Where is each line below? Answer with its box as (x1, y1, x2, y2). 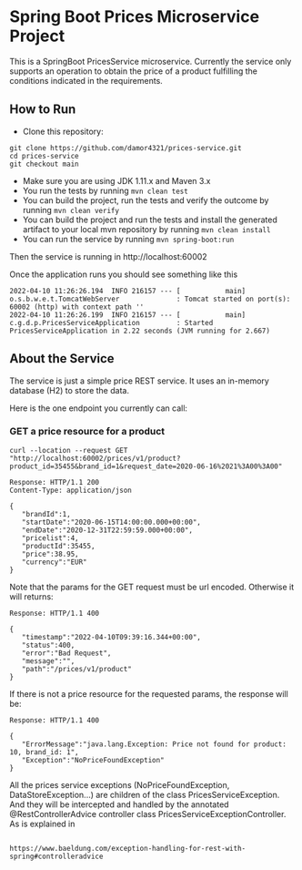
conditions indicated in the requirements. (9, 75, 164, 86)
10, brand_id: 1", (9, 747, 79, 757)
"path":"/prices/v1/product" (21, 664, 132, 673)
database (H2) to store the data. (9, 384, 130, 395)
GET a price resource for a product (9, 425, 166, 438)
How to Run (9, 102, 76, 118)
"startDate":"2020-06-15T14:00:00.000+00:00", (21, 517, 202, 527)
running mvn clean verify (22, 204, 120, 215)
